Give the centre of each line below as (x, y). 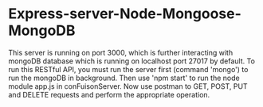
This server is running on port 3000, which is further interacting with (121, 52)
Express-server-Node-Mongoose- (125, 14)
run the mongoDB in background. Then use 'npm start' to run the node (124, 78)
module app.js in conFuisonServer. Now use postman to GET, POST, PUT (128, 86)
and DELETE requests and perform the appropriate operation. (109, 94)
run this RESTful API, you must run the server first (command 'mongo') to (128, 69)
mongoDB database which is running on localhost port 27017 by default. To (131, 61)
